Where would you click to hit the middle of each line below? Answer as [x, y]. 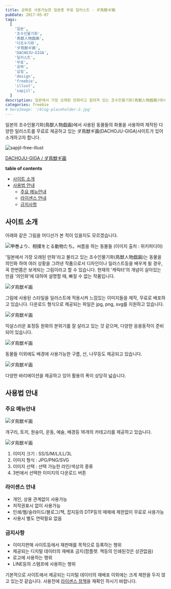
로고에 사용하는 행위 [32, 558]
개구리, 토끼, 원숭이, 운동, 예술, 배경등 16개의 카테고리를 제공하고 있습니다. [79, 432]
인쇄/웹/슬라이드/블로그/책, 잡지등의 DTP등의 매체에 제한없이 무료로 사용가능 [88, 512]
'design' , [25, 76]
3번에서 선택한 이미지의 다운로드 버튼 [49, 473]
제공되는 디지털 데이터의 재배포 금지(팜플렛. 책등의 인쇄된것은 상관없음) [83, 551]
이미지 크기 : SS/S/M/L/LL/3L [42, 453]
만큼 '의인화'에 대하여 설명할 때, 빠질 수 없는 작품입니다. [60, 276]
